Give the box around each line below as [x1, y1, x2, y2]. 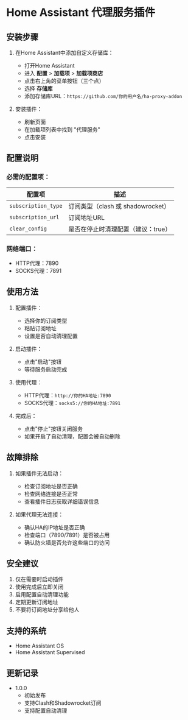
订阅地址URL [68, 213, 105, 222]
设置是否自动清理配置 [24, 332, 78, 339]
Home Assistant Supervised [15, 649, 85, 656]
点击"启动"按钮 [24, 358, 62, 365]
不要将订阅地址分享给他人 [15, 606, 80, 613]
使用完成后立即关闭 [15, 583, 64, 591]
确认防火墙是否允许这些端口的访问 [24, 538, 110, 546]
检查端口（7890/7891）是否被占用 [24, 531, 110, 538]
